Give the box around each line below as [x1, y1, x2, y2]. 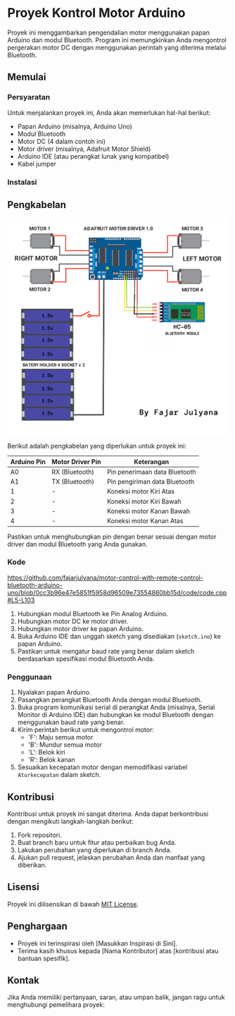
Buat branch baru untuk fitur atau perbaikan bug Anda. [17, 838, 177, 847]
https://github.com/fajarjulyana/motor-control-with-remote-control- [7, 573, 204, 582]
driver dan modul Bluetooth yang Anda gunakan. [7, 539, 148, 548]
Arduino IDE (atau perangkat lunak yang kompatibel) [17, 152, 170, 160]
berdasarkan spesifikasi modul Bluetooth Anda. [17, 654, 155, 663]
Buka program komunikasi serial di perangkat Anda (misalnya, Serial [17, 703, 215, 711]
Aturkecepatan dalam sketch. [17, 771, 101, 779]
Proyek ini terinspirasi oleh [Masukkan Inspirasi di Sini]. [17, 939, 178, 948]
